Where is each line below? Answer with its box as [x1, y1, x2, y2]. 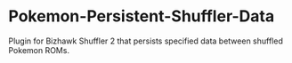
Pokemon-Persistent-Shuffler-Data [8, 6, 275, 27]
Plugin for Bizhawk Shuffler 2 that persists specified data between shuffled [8, 35, 284, 46]
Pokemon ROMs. [8, 44, 70, 55]
